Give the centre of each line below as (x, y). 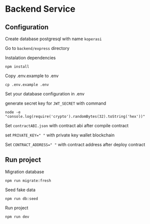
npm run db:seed (21, 199)
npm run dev (17, 217)
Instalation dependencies (31, 58)
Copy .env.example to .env (32, 76)
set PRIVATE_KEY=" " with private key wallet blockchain (60, 135)
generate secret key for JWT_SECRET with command (56, 103)
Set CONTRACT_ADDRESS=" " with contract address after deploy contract (75, 145)
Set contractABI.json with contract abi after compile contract (67, 125)
